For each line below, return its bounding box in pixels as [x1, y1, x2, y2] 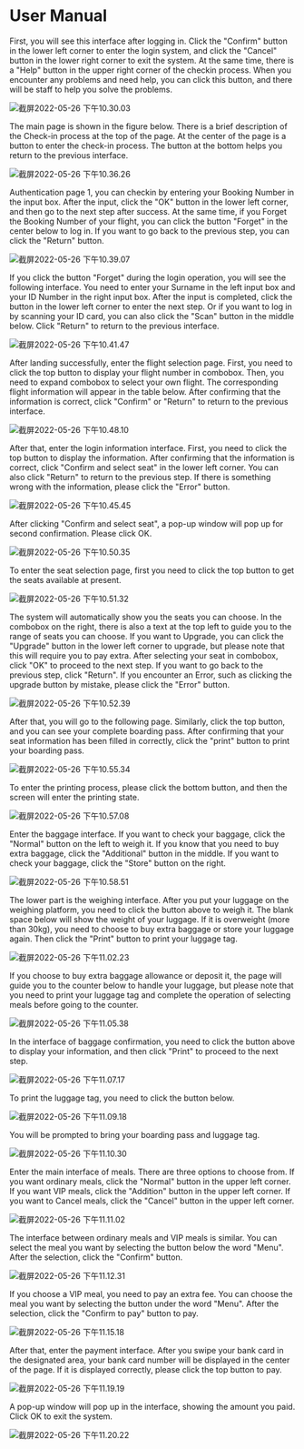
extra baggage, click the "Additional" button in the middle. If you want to [9, 848, 279, 859]
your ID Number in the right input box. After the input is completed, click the [9, 291, 293, 302]
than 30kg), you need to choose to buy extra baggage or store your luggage [9, 923, 295, 934]
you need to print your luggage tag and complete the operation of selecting [9, 989, 291, 1001]
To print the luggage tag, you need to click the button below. [9, 1092, 235, 1103]
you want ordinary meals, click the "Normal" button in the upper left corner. [9, 1175, 291, 1187]
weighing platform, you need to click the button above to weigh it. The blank [9, 904, 294, 915]
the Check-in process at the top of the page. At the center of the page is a [9, 130, 287, 141]
